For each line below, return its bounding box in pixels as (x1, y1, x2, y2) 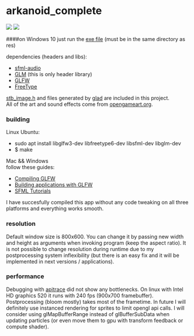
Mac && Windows (6, 157, 49, 164)
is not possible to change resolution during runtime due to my (6, 245, 154, 252)
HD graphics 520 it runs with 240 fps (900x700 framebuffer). (6, 292, 154, 299)
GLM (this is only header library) (14, 70, 92, 77)
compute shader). (6, 323, 49, 330)
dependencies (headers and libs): (6, 53, 88, 60)
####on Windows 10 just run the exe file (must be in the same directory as (6, 35, 186, 42)
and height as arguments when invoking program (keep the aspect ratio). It (6, 239, 186, 246)
